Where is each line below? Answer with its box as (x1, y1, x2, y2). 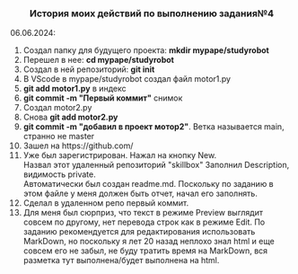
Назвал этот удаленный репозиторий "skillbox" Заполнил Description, (22, 160, 290, 171)
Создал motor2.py (22, 102, 92, 113)
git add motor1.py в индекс (22, 84, 127, 94)
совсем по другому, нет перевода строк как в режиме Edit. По (22, 217, 266, 227)
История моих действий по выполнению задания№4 (29, 7, 275, 20)
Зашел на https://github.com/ (22, 140, 134, 151)
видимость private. (22, 169, 97, 180)
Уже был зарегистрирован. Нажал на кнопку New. (22, 150, 217, 161)
